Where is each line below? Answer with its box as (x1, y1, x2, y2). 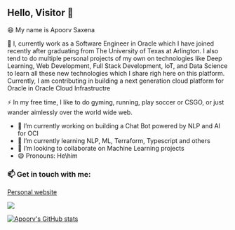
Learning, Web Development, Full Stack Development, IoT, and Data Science (7, 61, 228, 70)
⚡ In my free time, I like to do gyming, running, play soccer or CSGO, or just (7, 97, 224, 106)
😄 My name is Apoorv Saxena (7, 25, 95, 34)
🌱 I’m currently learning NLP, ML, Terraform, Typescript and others (17, 136, 210, 144)
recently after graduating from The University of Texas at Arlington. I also (7, 46, 219, 55)
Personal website (7, 188, 58, 196)
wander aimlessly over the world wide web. (7, 108, 133, 116)
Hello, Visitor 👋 (7, 7, 74, 19)
